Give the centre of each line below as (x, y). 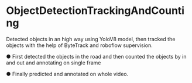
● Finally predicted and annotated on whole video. (67, 74)
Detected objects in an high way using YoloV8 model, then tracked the (91, 39)
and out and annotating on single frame (54, 63)
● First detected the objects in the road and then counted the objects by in (96, 56)
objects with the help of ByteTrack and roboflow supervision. (80, 45)
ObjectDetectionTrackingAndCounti (95, 11)
